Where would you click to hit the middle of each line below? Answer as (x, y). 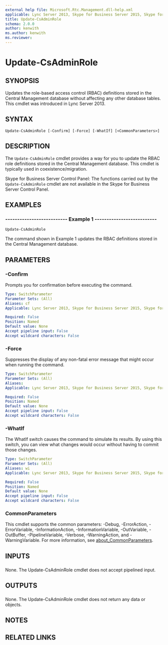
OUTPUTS (21, 586)
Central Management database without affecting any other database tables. (83, 98)
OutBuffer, (16, 535)
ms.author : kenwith (25, 33)
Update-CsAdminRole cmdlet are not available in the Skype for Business (77, 184)
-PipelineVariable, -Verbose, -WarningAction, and (78, 535)
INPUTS (17, 556)
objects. (13, 605)
